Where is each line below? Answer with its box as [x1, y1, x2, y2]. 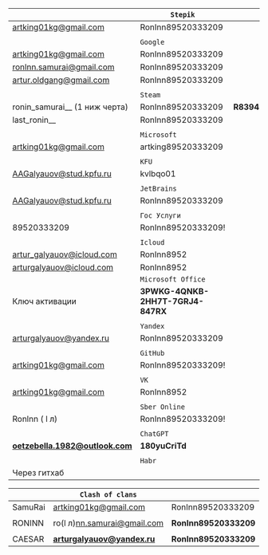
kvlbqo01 [140, 168, 176, 179]
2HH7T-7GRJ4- [140, 296, 204, 306]
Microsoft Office [140, 275, 206, 284]
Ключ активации [12, 296, 77, 306]
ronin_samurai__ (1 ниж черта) [12, 101, 129, 112]
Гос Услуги [140, 211, 181, 220]
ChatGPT [140, 430, 169, 438]
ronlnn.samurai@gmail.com [12, 61, 115, 73]
